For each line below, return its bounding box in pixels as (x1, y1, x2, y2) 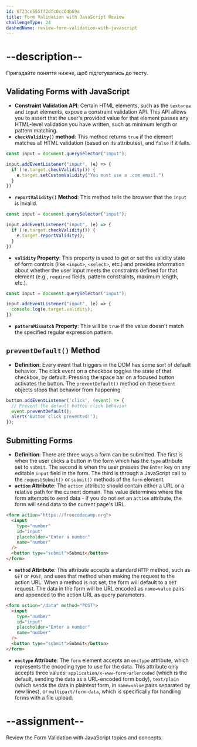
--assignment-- (6, 714, 84, 728)
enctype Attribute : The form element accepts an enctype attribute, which (14, 657, 189, 664)
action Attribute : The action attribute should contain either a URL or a (14, 482, 185, 489)
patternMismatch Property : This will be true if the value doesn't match (14, 323, 184, 329)
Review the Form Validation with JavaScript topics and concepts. (6, 734, 163, 741)
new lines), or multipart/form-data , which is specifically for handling (14, 688, 181, 695)
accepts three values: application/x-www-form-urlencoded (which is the (14, 669, 188, 676)
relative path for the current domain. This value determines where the (14, 489, 183, 495)
